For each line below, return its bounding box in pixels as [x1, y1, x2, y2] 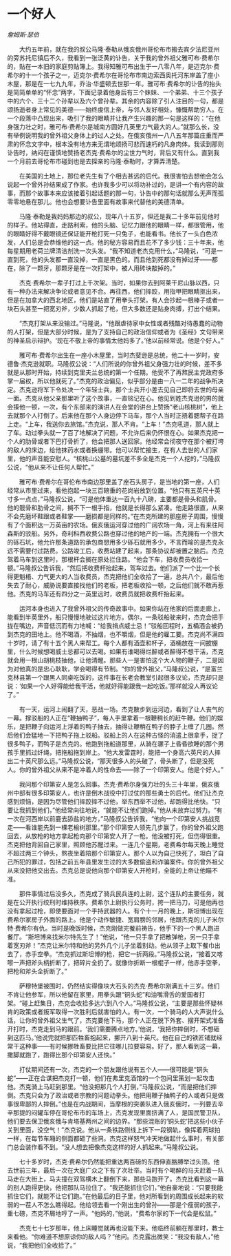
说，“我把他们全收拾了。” [7, 1241, 76, 1249]
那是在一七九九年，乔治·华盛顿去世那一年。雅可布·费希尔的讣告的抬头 [25, 79, 222, 88]
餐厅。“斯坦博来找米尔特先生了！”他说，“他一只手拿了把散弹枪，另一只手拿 [7, 932, 220, 941]
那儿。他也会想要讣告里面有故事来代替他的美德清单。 [36, 197, 188, 205]
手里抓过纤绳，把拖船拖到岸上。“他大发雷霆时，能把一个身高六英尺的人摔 [12, 748, 221, 756]
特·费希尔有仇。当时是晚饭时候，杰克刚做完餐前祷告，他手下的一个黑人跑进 [7, 924, 220, 932]
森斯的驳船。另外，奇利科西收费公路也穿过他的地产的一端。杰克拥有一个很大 [7, 529, 224, 538]
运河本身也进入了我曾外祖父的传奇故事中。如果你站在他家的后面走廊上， [19, 604, 224, 612]
